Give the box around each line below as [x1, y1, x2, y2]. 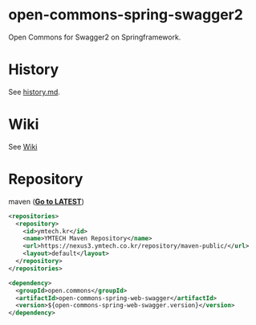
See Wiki [8, 142, 38, 151]
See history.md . [8, 87, 60, 97]
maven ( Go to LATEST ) [8, 196, 84, 206]
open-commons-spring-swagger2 [8, 6, 243, 24]
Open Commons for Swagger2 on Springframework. [8, 32, 181, 42]
